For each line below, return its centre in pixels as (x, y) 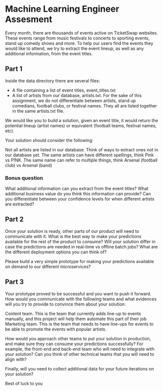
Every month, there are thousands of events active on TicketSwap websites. (81, 33)
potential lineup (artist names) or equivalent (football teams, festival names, (81, 125)
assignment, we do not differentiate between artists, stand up (74, 101)
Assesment (29, 19)
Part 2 (14, 219)
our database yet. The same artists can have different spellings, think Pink (79, 155)
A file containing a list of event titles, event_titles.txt (64, 90)
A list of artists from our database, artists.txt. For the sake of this (77, 95)
